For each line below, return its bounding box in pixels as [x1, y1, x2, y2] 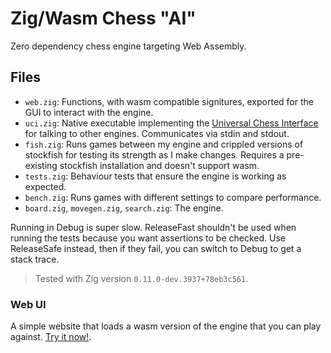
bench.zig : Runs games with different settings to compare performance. [24, 191, 322, 203]
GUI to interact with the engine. [24, 106, 154, 118]
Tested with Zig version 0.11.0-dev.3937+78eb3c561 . [34, 272, 249, 284]
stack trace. [10, 253, 60, 265]
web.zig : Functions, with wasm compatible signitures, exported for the [24, 95, 314, 107]
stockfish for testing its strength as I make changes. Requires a [24, 148, 285, 161]
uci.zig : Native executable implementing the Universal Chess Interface [24, 117, 319, 129]
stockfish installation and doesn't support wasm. [59, 159, 260, 171]
